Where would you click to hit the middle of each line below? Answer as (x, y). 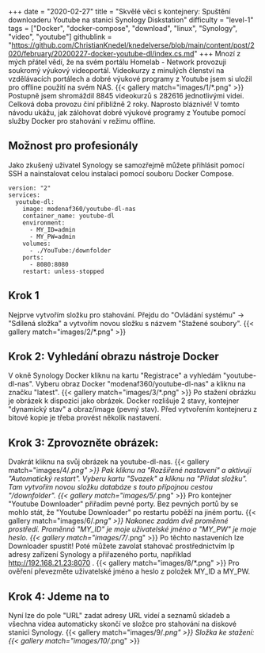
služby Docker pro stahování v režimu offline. (82, 121)
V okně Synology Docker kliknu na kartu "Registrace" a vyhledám (115, 375)
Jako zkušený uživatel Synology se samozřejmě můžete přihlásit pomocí (127, 165)
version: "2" (30, 188)
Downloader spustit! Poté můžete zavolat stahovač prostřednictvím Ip (121, 546)
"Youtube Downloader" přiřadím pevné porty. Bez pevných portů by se (123, 504)
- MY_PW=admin (53, 236)
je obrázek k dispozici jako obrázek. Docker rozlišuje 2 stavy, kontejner (124, 401)
